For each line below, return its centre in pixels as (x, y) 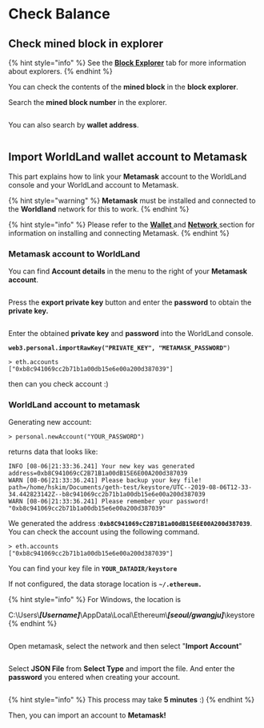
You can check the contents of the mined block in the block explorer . (123, 87)
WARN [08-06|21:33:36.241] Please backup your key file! (105, 481)
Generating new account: (50, 423)
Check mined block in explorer (86, 44)
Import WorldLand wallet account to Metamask (128, 157)
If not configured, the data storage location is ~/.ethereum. (105, 584)
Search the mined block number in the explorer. (88, 102)
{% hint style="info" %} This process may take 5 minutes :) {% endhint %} (132, 700)
